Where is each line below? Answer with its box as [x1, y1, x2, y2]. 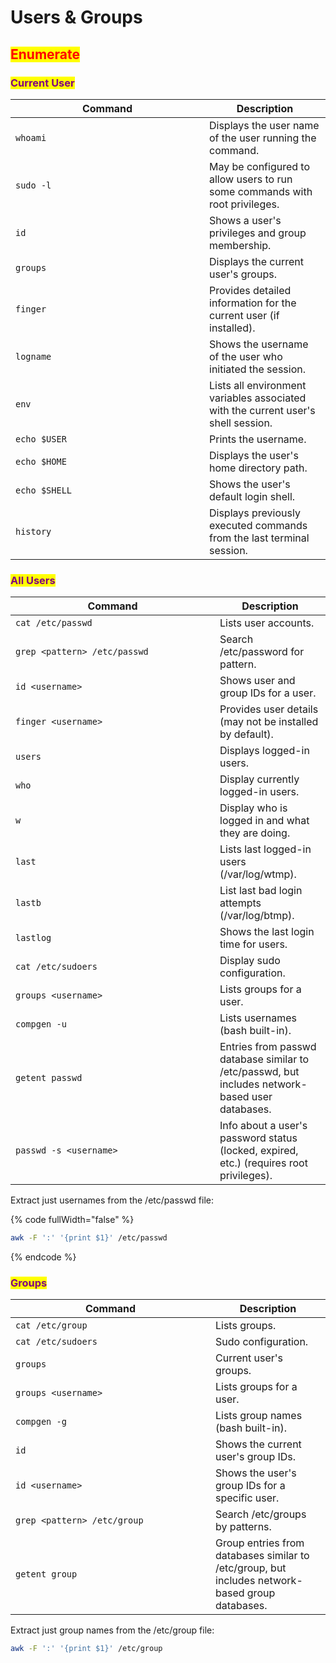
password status [219, 1131, 298, 1145]
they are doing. [219, 826, 291, 840]
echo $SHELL [15, 484, 73, 496]
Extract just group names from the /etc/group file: [10, 1624, 215, 1636]
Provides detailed [209, 283, 292, 297]
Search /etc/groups [215, 1507, 307, 1521]
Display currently [219, 772, 300, 786]
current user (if [209, 308, 280, 322]
